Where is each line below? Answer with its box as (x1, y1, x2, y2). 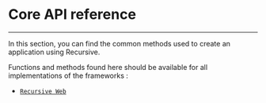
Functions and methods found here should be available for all (8, 62, 208, 72)
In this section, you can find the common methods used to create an (8, 39, 231, 48)
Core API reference (8, 6, 137, 24)
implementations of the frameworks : (8, 71, 129, 80)
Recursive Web (19, 87, 66, 95)
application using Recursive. (8, 47, 101, 57)
